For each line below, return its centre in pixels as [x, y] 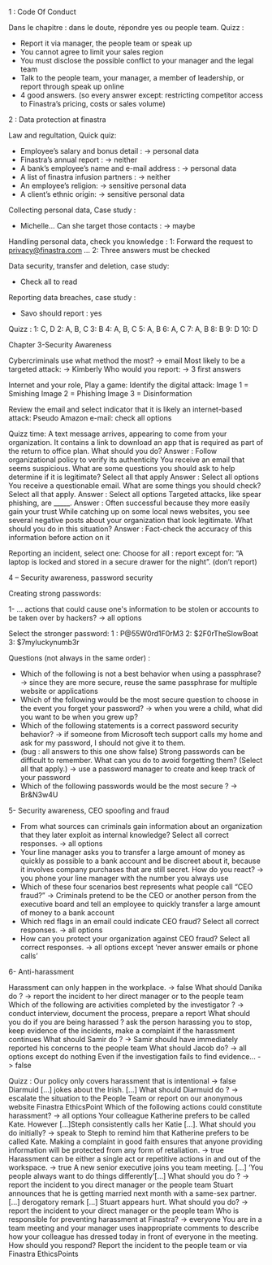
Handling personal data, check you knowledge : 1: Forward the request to [131, 242]
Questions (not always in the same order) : [80, 658]
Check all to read [49, 281]
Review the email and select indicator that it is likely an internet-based [125, 409]
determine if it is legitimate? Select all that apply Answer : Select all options [134, 477]
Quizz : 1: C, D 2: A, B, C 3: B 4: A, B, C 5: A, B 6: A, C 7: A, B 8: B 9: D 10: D [133, 329]
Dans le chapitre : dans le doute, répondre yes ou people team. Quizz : [126, 27]
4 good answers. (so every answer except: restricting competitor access [142, 95]
